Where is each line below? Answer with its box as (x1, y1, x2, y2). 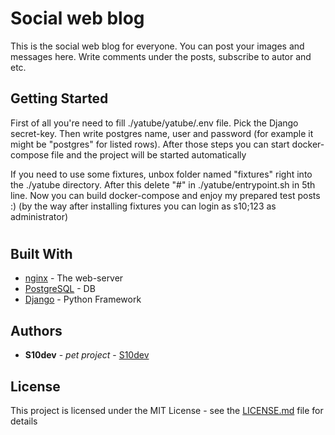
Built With (10, 245, 73, 262)
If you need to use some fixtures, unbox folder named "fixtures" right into (10, 168, 313, 180)
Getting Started (10, 90, 109, 107)
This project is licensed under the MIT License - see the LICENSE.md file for (10, 404, 324, 416)
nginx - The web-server (24, 272, 124, 284)
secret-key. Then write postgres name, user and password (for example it (10, 127, 314, 139)
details (10, 415, 38, 427)
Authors (10, 322, 63, 339)
